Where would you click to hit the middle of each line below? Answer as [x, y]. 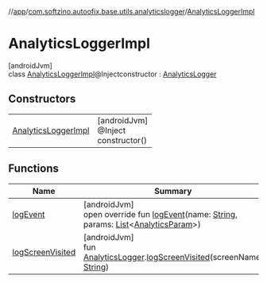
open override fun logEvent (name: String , [161, 214]
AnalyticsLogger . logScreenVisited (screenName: [173, 257]
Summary [173, 191]
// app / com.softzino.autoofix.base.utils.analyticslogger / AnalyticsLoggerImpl [132, 12]
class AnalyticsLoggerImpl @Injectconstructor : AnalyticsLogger [112, 74]
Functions [34, 169]
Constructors [42, 99]
